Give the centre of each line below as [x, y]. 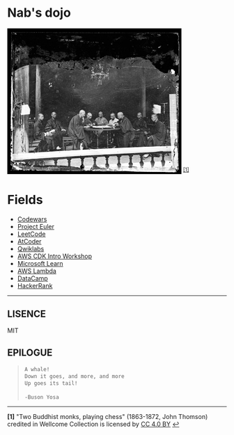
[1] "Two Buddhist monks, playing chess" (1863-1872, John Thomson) [108, 417]
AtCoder [29, 241]
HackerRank [35, 285]
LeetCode [31, 234]
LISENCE [27, 314]
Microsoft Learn [40, 263]
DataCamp [33, 278]
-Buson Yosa [41, 397]
